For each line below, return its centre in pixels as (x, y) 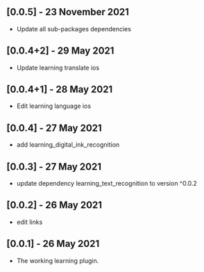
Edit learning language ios (54, 106)
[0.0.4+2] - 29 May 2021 (60, 51)
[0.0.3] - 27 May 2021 (54, 167)
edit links (29, 222)
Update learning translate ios (58, 67)
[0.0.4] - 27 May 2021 (54, 128)
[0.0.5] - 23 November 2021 (68, 12)
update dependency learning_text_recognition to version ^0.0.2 (107, 184)
